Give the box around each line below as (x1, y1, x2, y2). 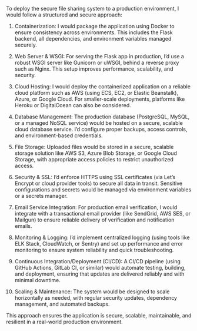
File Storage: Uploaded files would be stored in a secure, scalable (14, 144, 174, 150)
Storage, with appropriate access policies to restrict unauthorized (14, 156, 173, 163)
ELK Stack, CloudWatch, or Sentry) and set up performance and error (14, 240, 183, 247)
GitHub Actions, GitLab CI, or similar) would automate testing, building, (14, 264, 186, 271)
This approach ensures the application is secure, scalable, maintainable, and (6, 312, 192, 319)
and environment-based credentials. (14, 132, 103, 139)
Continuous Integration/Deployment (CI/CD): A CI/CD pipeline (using (14, 258, 181, 264)
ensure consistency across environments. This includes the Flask (14, 29, 173, 36)
